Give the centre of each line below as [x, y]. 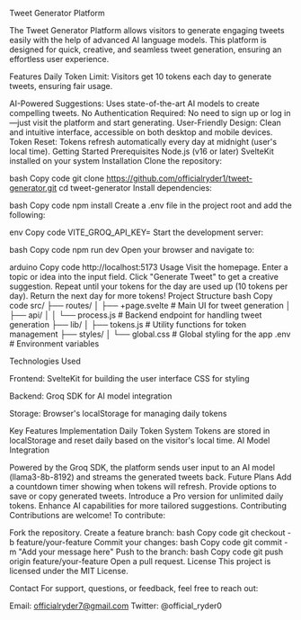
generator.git [33, 188]
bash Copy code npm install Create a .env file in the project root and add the [150, 205]
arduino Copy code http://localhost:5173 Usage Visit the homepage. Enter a [149, 267]
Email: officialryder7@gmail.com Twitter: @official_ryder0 [116, 606]
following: [27, 215]
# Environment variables [54, 344]
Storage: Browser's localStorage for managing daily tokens [118, 413]
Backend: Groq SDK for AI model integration [91, 396]
